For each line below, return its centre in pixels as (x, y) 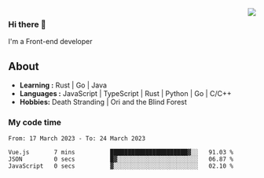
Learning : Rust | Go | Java (63, 85)
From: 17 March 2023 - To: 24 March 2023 (77, 139)
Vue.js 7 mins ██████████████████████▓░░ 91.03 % (121, 153)
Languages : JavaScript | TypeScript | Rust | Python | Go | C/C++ (125, 94)
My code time (35, 123)
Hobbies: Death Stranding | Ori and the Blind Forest (103, 102)
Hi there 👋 (27, 24)
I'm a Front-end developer (50, 42)
